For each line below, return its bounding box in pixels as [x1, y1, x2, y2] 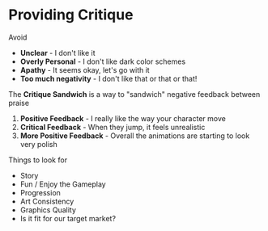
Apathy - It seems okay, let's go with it [19, 65, 150, 74]
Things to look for [8, 155, 67, 165]
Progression [19, 187, 61, 197]
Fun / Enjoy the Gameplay [19, 179, 107, 189]
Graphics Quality [19, 204, 77, 215]
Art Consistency [19, 196, 74, 206]
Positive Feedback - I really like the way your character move [19, 113, 227, 123]
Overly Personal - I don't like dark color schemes [19, 57, 186, 66]
